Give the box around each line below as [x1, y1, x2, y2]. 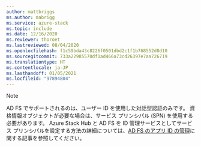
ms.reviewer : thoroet [6, 37, 61, 43]
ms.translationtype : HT [6, 59, 66, 65]
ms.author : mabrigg [6, 14, 55, 20]
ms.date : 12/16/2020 [6, 31, 58, 37]
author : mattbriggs [6, 8, 55, 15]
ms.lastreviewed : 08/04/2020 [6, 43, 79, 49]
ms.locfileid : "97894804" [6, 76, 71, 82]
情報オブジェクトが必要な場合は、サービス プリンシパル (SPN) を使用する [11, 112, 194, 119]
